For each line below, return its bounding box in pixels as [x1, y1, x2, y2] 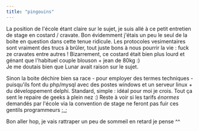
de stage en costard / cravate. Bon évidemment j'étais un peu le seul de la [6, 31, 188, 39]
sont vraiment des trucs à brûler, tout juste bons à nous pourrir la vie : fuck [6, 44, 189, 51]
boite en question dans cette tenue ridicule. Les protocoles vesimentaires [6, 38, 186, 45]
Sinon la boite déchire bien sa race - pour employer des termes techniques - [6, 74, 194, 82]
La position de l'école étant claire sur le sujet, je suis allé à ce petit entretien [6, 25, 191, 32]
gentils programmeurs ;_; [6, 106, 67, 113]
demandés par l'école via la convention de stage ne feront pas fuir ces [6, 99, 179, 107]
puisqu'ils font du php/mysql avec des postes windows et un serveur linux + [6, 81, 193, 88]
